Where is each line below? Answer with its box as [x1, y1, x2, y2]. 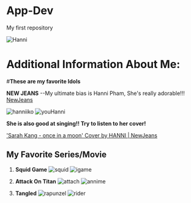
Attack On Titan [15, 177, 56, 185]
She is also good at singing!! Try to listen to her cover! [6, 120, 146, 127]
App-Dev [6, 4, 54, 18]
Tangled [15, 190, 37, 197]
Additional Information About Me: [6, 58, 181, 71]
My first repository [6, 24, 53, 31]
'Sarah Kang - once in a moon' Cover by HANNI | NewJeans [6, 131, 158, 139]
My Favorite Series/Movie [6, 150, 107, 160]
